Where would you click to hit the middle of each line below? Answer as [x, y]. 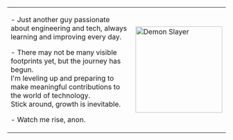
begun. [22, 70]
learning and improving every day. [66, 37]
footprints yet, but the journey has [66, 61]
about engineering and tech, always [69, 28]
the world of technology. [51, 96]
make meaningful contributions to [65, 87]
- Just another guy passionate [60, 20]
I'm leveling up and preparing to [62, 78]
